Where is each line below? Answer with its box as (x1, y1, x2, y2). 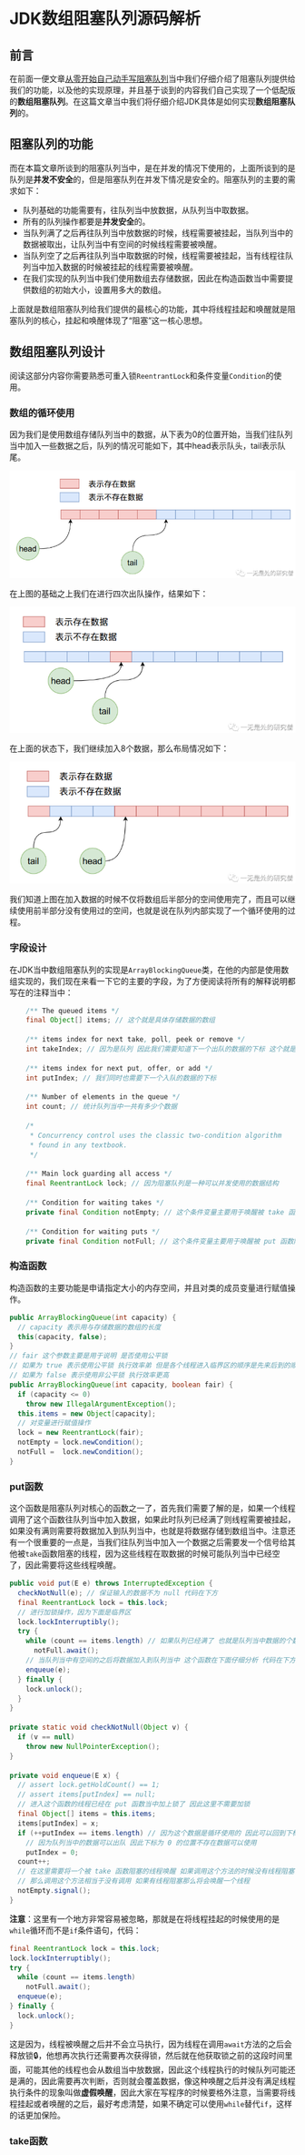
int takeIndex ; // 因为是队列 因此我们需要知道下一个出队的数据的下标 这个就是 (25, 1044, 297, 1054)
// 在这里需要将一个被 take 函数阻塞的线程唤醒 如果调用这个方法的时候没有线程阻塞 (17, 1867, 295, 1876)
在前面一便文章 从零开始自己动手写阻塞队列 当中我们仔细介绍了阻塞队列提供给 (9, 74, 296, 84)
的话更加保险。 (9, 2109, 65, 2120)
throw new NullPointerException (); (25, 1742, 161, 1751)
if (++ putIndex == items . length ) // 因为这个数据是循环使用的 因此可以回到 (17, 1828, 286, 1837)
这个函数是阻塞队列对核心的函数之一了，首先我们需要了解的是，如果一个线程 (9, 1503, 296, 1514)
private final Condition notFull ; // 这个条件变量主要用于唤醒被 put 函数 (25, 1236, 294, 1245)
